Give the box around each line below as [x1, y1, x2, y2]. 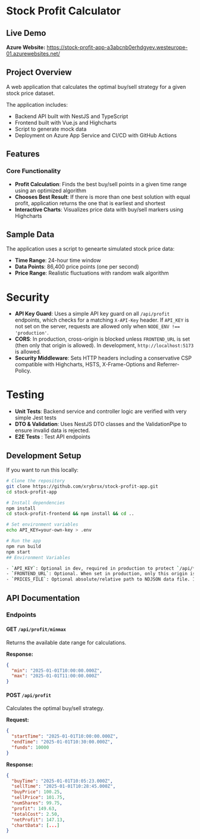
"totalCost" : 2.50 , [11, 811, 60, 817]
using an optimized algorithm [14, 187, 86, 194]
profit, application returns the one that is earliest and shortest [14, 199, 165, 206]
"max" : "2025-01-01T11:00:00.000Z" [11, 673, 100, 679]
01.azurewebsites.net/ [6, 50, 61, 57]
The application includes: [6, 101, 68, 108]
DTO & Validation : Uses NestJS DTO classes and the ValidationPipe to [14, 421, 187, 428]
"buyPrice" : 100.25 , [11, 789, 62, 795]
